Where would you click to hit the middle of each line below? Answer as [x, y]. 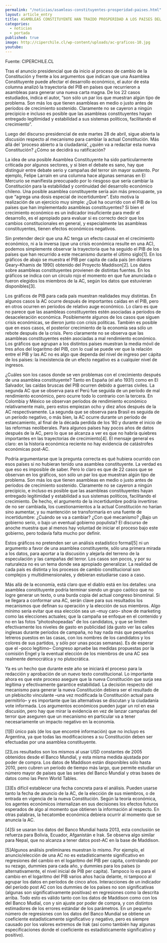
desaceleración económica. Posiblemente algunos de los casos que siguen [83, 317]
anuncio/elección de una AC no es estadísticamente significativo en [75, 855]
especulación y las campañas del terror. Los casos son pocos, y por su [78, 559]
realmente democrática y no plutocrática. [47, 659]
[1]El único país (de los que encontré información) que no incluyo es [75, 731]
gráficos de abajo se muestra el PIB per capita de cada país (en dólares [79, 259]
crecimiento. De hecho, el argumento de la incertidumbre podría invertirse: [82, 501]
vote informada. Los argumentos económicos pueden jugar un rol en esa [80, 705]
